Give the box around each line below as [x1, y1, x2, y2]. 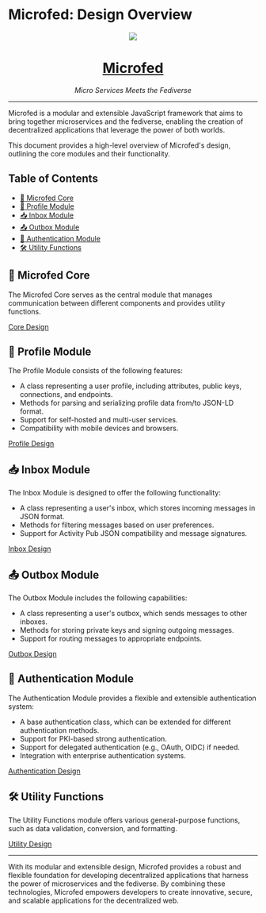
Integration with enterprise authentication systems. [19, 750, 186, 760]
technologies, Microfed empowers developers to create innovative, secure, [8, 887, 253, 896]
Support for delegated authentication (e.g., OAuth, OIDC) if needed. [19, 742, 240, 752]
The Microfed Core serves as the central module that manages [8, 290, 213, 299]
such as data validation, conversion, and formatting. [8, 823, 178, 833]
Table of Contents [8, 172, 99, 186]
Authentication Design [8, 766, 81, 776]
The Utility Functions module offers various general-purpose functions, [8, 815, 241, 825]
